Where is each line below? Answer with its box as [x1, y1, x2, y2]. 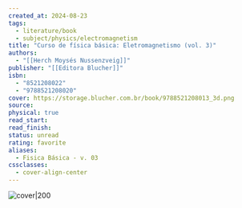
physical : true [8, 109, 59, 117]
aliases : [8, 146, 38, 154]
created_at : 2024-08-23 [8, 11, 88, 20]
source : [8, 101, 34, 109]
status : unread [8, 131, 59, 139]
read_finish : [8, 124, 52, 132]
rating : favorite [8, 138, 67, 147]
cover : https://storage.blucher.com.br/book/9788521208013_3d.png [8, 94, 235, 102]
